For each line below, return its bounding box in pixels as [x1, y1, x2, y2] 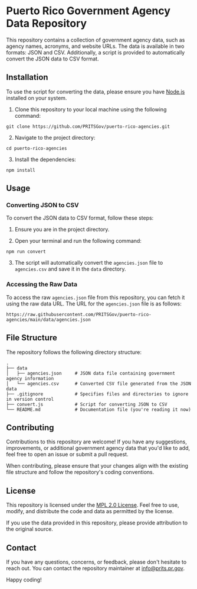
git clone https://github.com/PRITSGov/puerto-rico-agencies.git [6, 123, 170, 130]
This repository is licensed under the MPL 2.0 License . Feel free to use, [6, 501, 179, 508]
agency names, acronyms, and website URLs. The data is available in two [6, 43, 185, 50]
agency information [6, 375, 54, 381]
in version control [6, 396, 54, 402]
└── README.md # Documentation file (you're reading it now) [6, 407, 192, 413]
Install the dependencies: [14, 156, 77, 163]
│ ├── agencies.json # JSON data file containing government [6, 370, 176, 376]
